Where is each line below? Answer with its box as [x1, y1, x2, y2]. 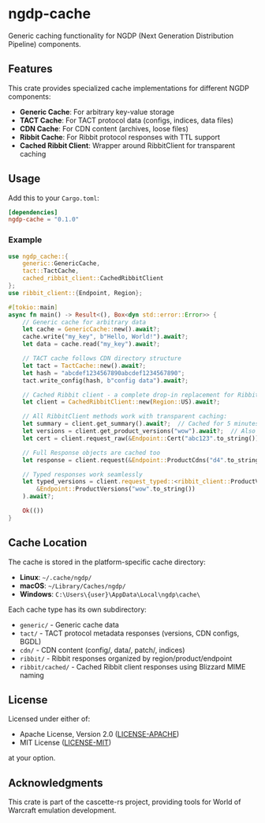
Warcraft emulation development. [8, 806, 117, 815]
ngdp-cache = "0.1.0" [8, 215, 80, 224]
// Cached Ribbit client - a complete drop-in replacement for [22, 391, 235, 399]
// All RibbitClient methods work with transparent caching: [22, 412, 227, 420]
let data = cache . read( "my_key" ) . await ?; [22, 340, 160, 348]
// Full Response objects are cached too [22, 449, 160, 457]
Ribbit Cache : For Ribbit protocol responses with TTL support [19, 132, 221, 142]
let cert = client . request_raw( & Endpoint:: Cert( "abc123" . [22, 434, 217, 442]
